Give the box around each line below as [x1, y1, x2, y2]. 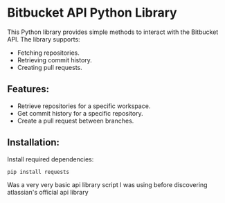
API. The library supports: [7, 35, 81, 43]
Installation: [7, 136, 60, 148]
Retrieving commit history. [17, 55, 92, 64]
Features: [7, 83, 50, 95]
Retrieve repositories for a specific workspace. [17, 102, 151, 110]
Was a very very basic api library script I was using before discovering [7, 181, 208, 189]
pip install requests [7, 168, 70, 175]
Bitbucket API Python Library [7, 5, 178, 21]
